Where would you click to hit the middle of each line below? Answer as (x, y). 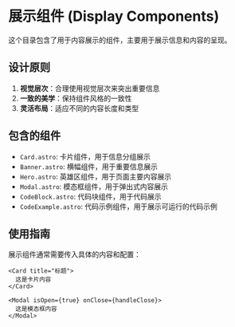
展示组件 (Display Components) (114, 16)
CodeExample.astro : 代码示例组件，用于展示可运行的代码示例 (118, 206)
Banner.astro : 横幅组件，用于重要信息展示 (88, 166)
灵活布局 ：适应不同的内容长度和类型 (79, 108)
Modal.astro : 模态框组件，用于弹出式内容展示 (94, 186)
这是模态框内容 (36, 309)
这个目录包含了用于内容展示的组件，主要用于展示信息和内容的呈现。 (120, 40)
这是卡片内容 (33, 280)
